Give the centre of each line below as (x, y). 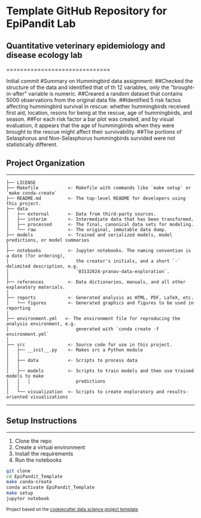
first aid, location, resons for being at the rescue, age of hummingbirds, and (99, 113)
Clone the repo (33, 441)
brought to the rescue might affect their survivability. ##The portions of (94, 132)
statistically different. (32, 144)
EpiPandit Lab (41, 24)
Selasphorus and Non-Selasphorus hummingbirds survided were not (91, 138)
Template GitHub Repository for (87, 11)
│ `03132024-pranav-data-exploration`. (88, 271)
